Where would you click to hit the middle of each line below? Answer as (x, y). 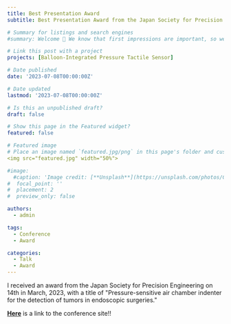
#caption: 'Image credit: (51, 177)
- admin (24, 215)
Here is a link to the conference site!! (59, 313)
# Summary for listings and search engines (70, 32)
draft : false (26, 114)
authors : (20, 209)
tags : (15, 227)
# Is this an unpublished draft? (55, 108)
